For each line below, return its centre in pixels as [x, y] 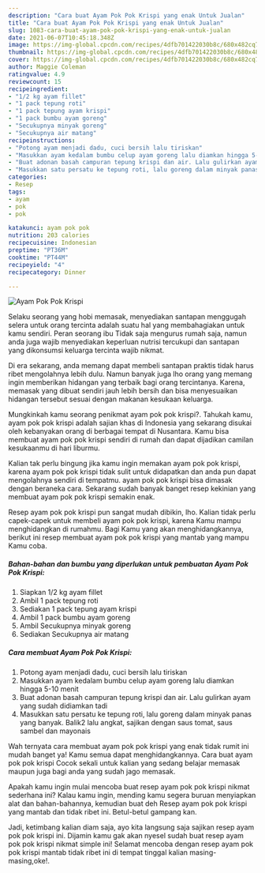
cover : [19, 60]
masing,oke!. [29, 861]
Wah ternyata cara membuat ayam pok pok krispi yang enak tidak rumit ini [129, 747]
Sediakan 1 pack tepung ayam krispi [78, 609]
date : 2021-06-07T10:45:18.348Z [61, 38]
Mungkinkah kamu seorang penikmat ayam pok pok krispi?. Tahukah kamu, [131, 415]
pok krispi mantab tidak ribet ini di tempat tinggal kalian [98, 852]
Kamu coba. [28, 546]
